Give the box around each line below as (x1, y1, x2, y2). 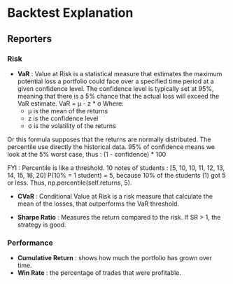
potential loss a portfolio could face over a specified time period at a (17, 77, 215, 85)
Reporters (7, 33, 52, 45)
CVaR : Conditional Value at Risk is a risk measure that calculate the (17, 192, 213, 200)
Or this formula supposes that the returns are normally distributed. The (7, 135, 211, 143)
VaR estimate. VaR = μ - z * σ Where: (17, 99, 125, 108)
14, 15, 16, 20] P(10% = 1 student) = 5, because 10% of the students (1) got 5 (7, 171, 226, 179)
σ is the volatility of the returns (27, 121, 117, 130)
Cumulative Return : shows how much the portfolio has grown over (17, 254, 212, 262)
